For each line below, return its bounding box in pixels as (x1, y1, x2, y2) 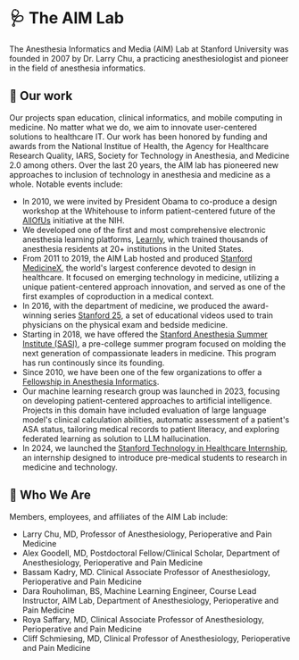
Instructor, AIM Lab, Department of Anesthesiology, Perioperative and (21, 595, 279, 606)
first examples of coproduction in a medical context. (21, 290, 214, 301)
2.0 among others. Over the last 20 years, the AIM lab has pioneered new (9, 159, 279, 171)
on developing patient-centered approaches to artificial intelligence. (21, 395, 272, 405)
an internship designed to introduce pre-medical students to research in (21, 452, 287, 463)
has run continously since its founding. (21, 357, 165, 368)
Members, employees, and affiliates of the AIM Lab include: (9, 511, 228, 522)
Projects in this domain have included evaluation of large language (21, 405, 267, 415)
